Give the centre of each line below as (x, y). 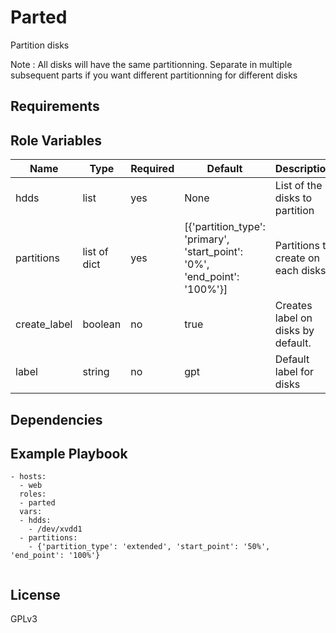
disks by (294, 331)
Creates (293, 306)
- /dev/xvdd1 (55, 529)
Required (152, 169)
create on (297, 258)
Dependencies (56, 419)
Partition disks (40, 45)
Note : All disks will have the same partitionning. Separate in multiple (151, 64)
